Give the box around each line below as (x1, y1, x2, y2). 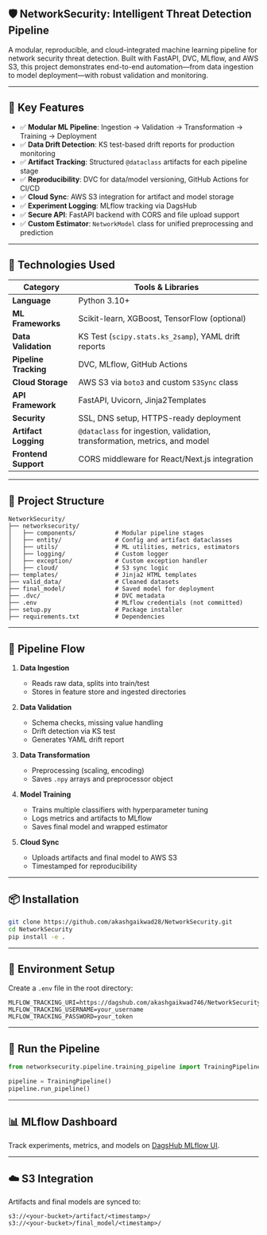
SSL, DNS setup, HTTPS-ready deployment (78, 413, 242, 424)
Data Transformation (19, 751, 91, 760)
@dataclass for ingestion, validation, (78, 425, 211, 437)
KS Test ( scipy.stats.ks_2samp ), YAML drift (78, 331, 241, 342)
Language (12, 295, 52, 306)
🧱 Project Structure (8, 494, 105, 508)
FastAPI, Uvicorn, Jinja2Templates (78, 394, 207, 406)
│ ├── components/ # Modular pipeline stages (8, 529, 204, 537)
